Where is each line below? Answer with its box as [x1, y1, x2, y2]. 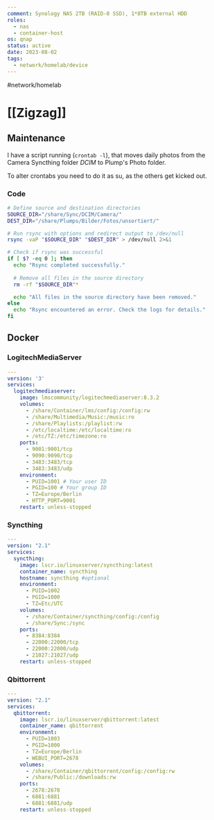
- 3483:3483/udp [25, 465, 73, 472]
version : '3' [7, 375, 45, 382]
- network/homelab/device [13, 62, 89, 69]
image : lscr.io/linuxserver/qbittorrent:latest [19, 716, 159, 723]
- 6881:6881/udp [25, 799, 73, 807]
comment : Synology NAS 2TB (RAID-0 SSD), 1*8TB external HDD [7, 10, 188, 17]
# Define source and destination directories [7, 204, 141, 211]
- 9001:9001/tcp [25, 446, 73, 453]
